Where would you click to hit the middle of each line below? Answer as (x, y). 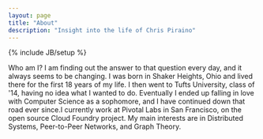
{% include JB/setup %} (47, 53)
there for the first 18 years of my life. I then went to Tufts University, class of (131, 85)
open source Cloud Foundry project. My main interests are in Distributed (126, 118)
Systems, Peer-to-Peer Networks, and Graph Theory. (95, 126)
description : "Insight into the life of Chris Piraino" (102, 30)
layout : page (30, 15)
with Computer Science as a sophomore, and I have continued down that (127, 101)
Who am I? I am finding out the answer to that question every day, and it (125, 68)
